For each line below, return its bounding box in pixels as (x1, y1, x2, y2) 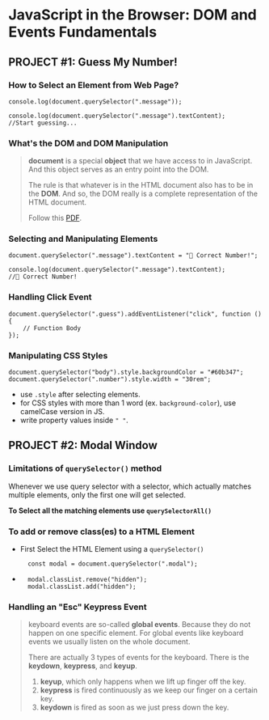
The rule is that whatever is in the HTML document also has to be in (27, 180, 254, 190)
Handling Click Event (8, 291, 92, 303)
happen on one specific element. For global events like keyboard (27, 629, 244, 638)
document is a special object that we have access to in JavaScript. (27, 156, 253, 166)
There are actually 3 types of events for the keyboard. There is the (27, 653, 250, 663)
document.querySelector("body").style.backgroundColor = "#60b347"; (8, 368, 244, 377)
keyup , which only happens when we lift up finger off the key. (40, 677, 246, 687)
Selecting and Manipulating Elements (8, 233, 158, 244)
